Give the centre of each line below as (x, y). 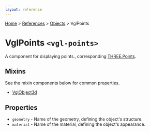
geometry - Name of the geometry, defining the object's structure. (77, 119)
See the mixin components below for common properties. (62, 83)
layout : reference (23, 9)
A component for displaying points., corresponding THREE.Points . (71, 56)
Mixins (15, 71)
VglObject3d (24, 92)
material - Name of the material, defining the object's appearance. (79, 124)
